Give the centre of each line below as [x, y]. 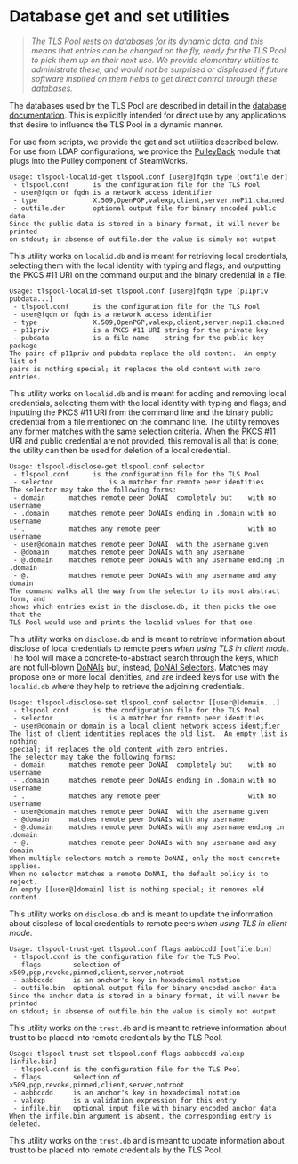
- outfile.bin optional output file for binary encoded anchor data [145, 988]
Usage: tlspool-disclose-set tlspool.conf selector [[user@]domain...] [145, 702]
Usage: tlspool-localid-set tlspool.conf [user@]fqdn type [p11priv [139, 291]
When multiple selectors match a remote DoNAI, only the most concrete [145, 858]
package [24, 346]
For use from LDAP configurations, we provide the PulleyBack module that [145, 151]
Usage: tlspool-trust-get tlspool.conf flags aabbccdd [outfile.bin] [141, 949]
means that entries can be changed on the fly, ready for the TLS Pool [158, 50]
